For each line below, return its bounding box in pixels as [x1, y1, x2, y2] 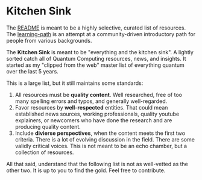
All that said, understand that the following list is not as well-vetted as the [6, 160, 188, 167]
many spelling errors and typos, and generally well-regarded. [14, 98, 168, 105]
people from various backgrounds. [6, 37, 92, 44]
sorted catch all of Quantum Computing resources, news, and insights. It [6, 55, 186, 62]
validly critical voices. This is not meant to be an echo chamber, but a [14, 142, 188, 149]
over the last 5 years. [6, 67, 58, 75]
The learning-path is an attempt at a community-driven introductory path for [6, 30, 196, 37]
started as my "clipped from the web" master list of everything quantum [6, 61, 185, 69]
